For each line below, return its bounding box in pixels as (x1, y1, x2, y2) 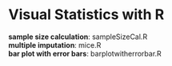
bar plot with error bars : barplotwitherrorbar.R (8, 49, 162, 58)
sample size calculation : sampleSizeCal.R (8, 32, 148, 41)
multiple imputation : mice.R (8, 40, 102, 49)
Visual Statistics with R (8, 6, 165, 24)
